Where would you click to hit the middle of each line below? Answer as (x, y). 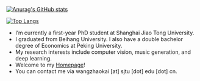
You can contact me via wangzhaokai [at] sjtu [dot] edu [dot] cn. (96, 71)
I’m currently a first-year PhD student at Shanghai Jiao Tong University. (105, 33)
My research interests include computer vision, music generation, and (103, 52)
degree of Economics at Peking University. (69, 46)
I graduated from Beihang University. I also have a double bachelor (99, 39)
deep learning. (33, 58)
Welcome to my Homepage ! (50, 65)
